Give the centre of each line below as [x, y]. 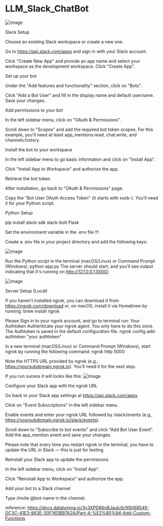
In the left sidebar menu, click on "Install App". [53, 469]
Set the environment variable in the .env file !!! [52, 232]
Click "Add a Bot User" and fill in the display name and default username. [80, 95]
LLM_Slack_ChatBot [47, 9]
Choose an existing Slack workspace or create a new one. [64, 42]
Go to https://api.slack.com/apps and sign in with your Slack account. [76, 51]
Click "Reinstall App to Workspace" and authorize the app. [65, 479]
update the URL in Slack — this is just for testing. [55, 450]
